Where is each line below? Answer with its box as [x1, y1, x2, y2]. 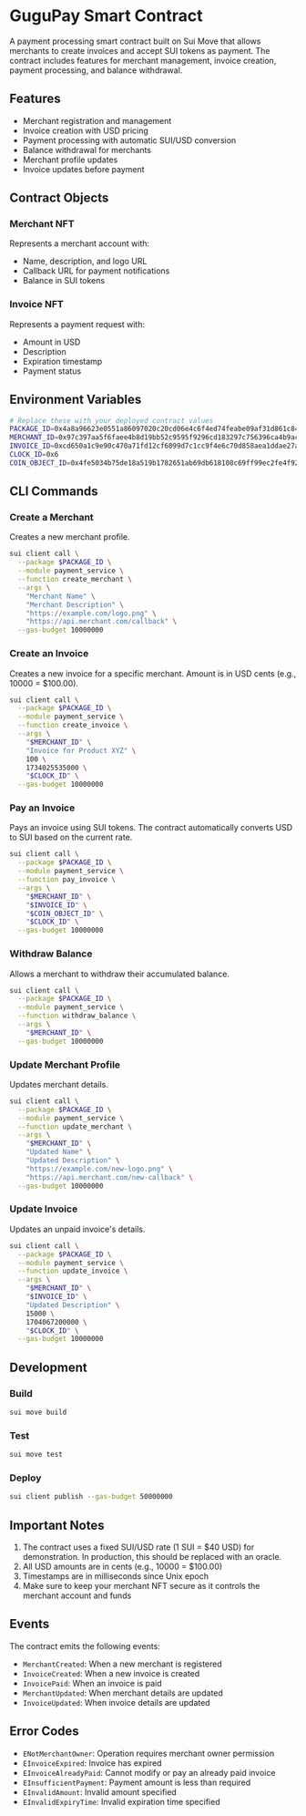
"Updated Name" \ [25, 1148, 92, 1157]
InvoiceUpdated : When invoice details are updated [22, 1697, 211, 1708]
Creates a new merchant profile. [9, 531, 130, 542]
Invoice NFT [9, 298, 64, 311]
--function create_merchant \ [17, 575, 132, 584]
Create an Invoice [9, 647, 89, 660]
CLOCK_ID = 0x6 [9, 450, 59, 459]
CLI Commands [9, 484, 98, 500]
